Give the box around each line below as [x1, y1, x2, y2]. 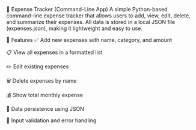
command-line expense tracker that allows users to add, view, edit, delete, [6, 12, 191, 19]
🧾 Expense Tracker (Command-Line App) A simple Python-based [6, 6, 168, 13]
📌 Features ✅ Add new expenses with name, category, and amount [6, 37, 173, 43]
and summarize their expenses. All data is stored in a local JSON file [6, 19, 176, 25]
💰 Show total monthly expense [6, 92, 83, 98]
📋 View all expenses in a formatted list [6, 49, 103, 56]
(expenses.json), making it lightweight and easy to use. [6, 25, 143, 32]
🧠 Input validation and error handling [6, 117, 97, 124]
